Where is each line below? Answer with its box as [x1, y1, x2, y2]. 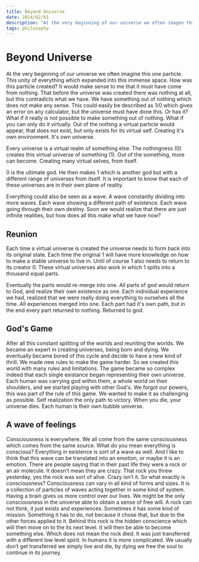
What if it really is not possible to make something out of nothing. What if [6, 114, 184, 122]
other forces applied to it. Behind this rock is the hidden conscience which [6, 517, 188, 525]
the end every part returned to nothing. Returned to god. [6, 306, 144, 314]
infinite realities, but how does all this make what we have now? [6, 212, 161, 219]
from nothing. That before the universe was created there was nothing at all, [6, 90, 192, 97]
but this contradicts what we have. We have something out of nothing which [6, 95, 192, 103]
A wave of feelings [6, 420, 76, 430]
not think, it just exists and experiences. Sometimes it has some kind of [6, 504, 179, 512]
